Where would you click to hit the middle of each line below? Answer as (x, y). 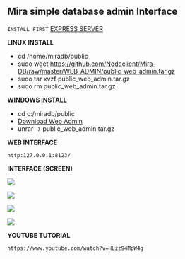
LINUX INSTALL (31, 42)
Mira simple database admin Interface (92, 12)
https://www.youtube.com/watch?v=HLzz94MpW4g (75, 248)
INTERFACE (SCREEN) (40, 168)
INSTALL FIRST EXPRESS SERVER (55, 28)
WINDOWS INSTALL (37, 100)
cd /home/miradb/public (53, 56)
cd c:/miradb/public (46, 113)
